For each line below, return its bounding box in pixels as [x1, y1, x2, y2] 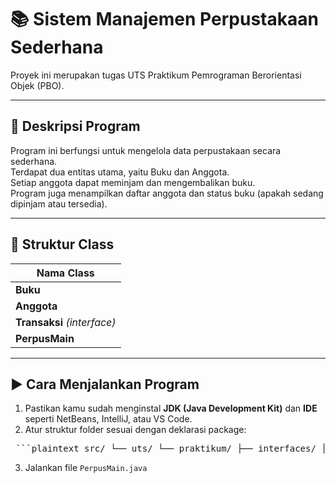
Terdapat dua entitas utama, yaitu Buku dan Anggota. [10, 166, 230, 178]
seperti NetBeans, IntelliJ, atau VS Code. [24, 413, 193, 425]
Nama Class [36, 266, 95, 280]
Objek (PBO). [10, 79, 65, 91]
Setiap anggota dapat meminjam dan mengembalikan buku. [10, 176, 256, 188]
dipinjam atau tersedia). [10, 197, 108, 210]
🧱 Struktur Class [10, 236, 115, 253]
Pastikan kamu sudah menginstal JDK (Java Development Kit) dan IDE [24, 402, 318, 415]
